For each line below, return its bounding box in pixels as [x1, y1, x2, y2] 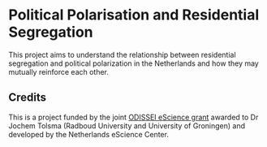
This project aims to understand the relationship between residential [8, 50, 237, 59]
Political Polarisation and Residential [8, 6, 260, 24]
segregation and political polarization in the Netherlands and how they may [8, 58, 260, 68]
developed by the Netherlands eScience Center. [8, 129, 169, 139]
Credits [8, 91, 47, 105]
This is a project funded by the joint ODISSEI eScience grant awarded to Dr [8, 112, 259, 122]
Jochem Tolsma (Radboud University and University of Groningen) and [8, 120, 246, 131]
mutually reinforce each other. [8, 67, 110, 76]
